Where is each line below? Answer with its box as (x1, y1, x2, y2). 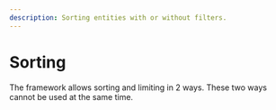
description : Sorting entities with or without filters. (9, 13, 227, 23)
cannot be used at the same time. (9, 91, 133, 102)
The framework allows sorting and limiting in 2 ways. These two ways (9, 82, 268, 93)
